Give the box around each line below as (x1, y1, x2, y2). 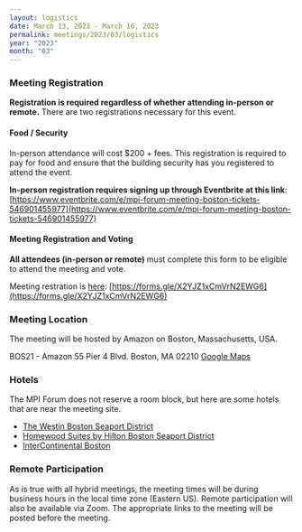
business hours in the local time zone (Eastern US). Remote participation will (9, 493, 293, 504)
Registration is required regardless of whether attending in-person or (9, 97, 274, 108)
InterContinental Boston (22, 440, 111, 452)
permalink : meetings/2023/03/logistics (9, 30, 160, 39)
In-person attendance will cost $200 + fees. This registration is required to (9, 147, 287, 158)
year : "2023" (9, 38, 59, 48)
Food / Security (9, 127, 69, 138)
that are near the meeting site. (9, 404, 122, 415)
